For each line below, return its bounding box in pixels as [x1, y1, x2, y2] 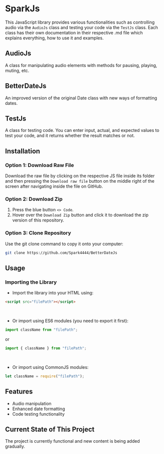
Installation [5, 147, 40, 155]
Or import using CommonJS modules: [12, 364, 89, 370]
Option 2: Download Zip [5, 195, 63, 202]
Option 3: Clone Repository [5, 229, 71, 236]
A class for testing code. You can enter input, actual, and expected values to [5, 128, 160, 133]
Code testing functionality [12, 411, 65, 417]
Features [5, 388, 33, 396]
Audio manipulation [12, 400, 52, 406]
